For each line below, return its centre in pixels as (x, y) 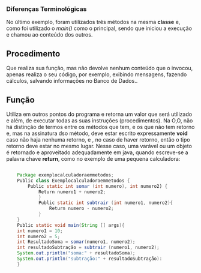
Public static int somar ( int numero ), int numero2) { (98, 186)
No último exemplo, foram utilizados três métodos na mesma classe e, (93, 22)
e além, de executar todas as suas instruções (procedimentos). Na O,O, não (100, 120)
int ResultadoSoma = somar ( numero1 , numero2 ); (76, 242)
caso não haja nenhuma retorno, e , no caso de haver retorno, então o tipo (98, 139)
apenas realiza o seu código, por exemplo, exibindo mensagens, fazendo (97, 74)
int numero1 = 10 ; (40, 231)
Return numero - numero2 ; (81, 209)
